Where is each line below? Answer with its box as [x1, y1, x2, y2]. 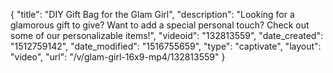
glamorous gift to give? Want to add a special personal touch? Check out [10, 19, 310, 31]
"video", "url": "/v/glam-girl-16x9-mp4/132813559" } [10, 51, 226, 63]
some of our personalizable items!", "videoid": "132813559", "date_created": [10, 30, 323, 41]
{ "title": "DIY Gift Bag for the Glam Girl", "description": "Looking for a [10, 9, 295, 20]
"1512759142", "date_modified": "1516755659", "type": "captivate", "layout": [10, 40, 322, 52]
